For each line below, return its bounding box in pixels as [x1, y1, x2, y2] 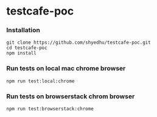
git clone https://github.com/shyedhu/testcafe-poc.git [6, 39, 151, 46]
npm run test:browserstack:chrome [6, 106, 94, 112]
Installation [6, 26, 41, 35]
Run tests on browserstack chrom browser [6, 92, 135, 101]
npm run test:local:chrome [6, 78, 75, 84]
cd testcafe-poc [6, 45, 47, 51]
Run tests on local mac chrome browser [6, 64, 126, 73]
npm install [6, 50, 37, 56]
